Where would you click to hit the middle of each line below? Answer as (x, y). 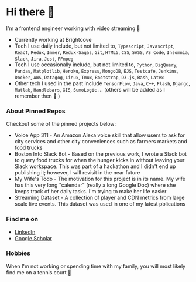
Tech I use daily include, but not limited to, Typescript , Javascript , (94, 46)
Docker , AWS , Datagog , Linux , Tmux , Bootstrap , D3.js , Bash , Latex (89, 77)
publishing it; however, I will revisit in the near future (77, 173)
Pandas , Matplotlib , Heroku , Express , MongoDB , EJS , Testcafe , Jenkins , (96, 70)
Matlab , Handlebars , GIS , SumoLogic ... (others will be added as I (90, 89)
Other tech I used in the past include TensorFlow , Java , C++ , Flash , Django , (102, 83)
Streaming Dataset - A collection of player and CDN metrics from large (99, 198)
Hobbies (18, 253)
